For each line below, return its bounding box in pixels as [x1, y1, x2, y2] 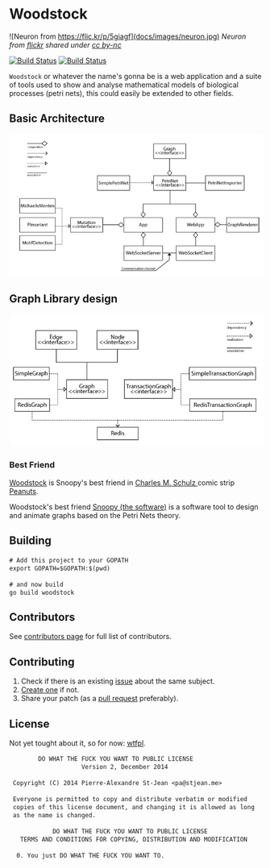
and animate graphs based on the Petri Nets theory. [9, 510, 181, 520]
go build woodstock [9, 588, 75, 596]
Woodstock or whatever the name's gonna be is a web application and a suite [9, 71, 262, 81]
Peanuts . [9, 486, 39, 496]
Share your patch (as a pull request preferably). [20, 694, 179, 704]
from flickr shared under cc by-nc [9, 39, 122, 49]
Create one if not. [20, 685, 80, 695]
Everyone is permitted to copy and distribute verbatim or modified [12, 795, 248, 803]
